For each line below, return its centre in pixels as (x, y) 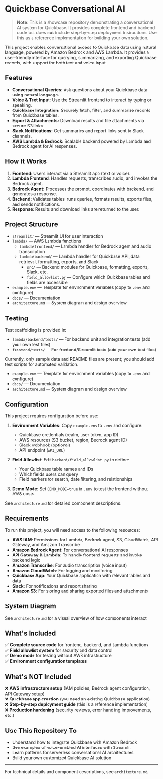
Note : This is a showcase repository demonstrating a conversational (85, 22)
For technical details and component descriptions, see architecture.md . (77, 772)
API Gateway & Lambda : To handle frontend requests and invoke (77, 555)
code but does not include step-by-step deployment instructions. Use (87, 32)
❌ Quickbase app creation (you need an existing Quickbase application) (78, 699)
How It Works (26, 162)
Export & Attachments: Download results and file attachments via (78, 120)
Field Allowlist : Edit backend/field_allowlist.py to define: (71, 460)
